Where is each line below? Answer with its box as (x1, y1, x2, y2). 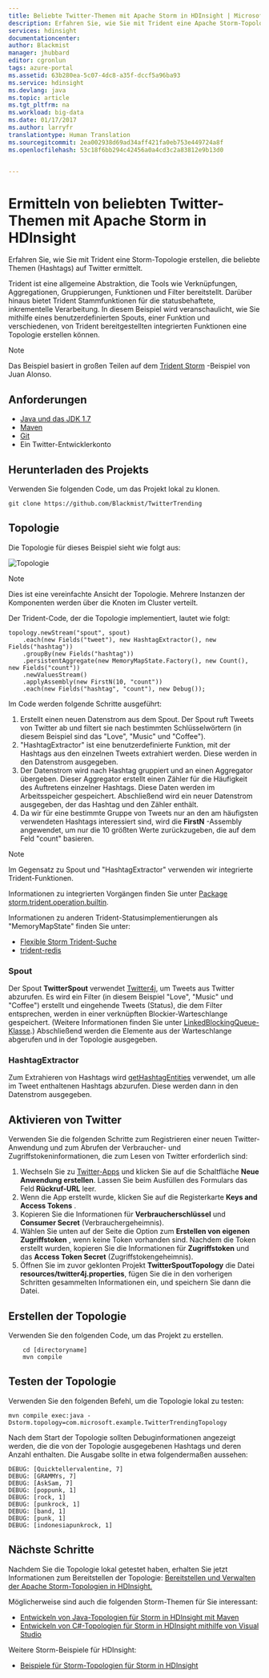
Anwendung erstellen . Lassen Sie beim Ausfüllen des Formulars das (19, 1176, 248, 1185)
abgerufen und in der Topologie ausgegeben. (8, 1035, 158, 1044)
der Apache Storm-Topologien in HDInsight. (8, 1581, 153, 1591)
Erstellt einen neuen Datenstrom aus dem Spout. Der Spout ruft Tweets (19, 714, 255, 724)
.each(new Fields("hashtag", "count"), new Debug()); (22, 684, 206, 693)
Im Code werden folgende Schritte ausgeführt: (8, 699, 163, 708)
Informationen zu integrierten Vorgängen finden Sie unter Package (8, 889, 228, 898)
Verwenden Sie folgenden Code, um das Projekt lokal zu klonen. (8, 484, 220, 494)
